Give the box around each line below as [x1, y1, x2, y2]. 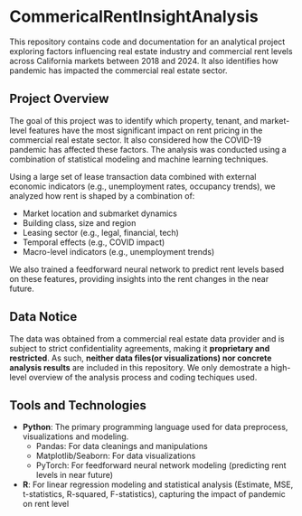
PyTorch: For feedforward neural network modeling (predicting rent [35, 460, 287, 471]
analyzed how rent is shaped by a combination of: [9, 190, 195, 201]
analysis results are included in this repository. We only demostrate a [9, 361, 269, 372]
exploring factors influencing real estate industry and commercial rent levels [9, 45, 293, 56]
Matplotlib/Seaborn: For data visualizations [35, 450, 196, 462]
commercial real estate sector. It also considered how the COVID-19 [9, 134, 262, 145]
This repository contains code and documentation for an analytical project [9, 36, 286, 47]
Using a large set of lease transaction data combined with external [9, 171, 257, 182]
